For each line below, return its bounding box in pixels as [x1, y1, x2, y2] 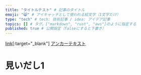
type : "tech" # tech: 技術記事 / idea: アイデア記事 [5, 17, 111, 22]
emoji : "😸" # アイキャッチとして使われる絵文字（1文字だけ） [5, 12, 121, 17]
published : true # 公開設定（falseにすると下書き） [5, 26, 106, 31]
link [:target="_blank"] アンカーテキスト [5, 41, 86, 47]
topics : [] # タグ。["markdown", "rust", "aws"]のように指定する [5, 21, 137, 27]
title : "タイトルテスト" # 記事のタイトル [5, 7, 85, 13]
